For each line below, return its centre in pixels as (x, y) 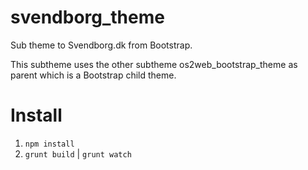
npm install (49, 144)
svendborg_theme (87, 17)
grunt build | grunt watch (78, 153)
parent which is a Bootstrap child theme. (93, 75)
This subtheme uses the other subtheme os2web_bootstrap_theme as (154, 64)
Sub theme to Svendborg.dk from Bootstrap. (101, 45)
